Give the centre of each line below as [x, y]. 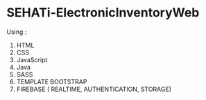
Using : [17, 32]
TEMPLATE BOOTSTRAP [52, 81]
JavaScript [32, 59]
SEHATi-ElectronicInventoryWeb [103, 13]
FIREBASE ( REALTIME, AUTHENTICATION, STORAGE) [94, 89]
